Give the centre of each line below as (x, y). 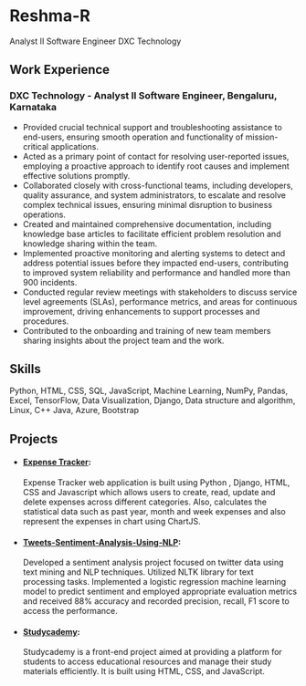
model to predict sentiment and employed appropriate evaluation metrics (160, 592)
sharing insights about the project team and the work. (123, 340)
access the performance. (70, 611)
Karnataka (33, 108)
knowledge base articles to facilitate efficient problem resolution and (152, 234)
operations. (44, 214)
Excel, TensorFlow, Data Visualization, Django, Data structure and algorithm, (153, 400)
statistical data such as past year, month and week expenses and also (154, 512)
